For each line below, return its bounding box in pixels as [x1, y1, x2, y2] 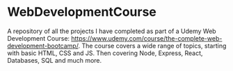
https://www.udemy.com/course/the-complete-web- [71, 34, 223, 42]
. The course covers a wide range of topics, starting [78, 41, 227, 50]
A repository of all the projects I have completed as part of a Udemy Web [7, 27, 217, 35]
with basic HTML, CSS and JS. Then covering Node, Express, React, [7, 49, 203, 57]
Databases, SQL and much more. [7, 56, 102, 64]
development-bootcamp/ [7, 41, 79, 50]
